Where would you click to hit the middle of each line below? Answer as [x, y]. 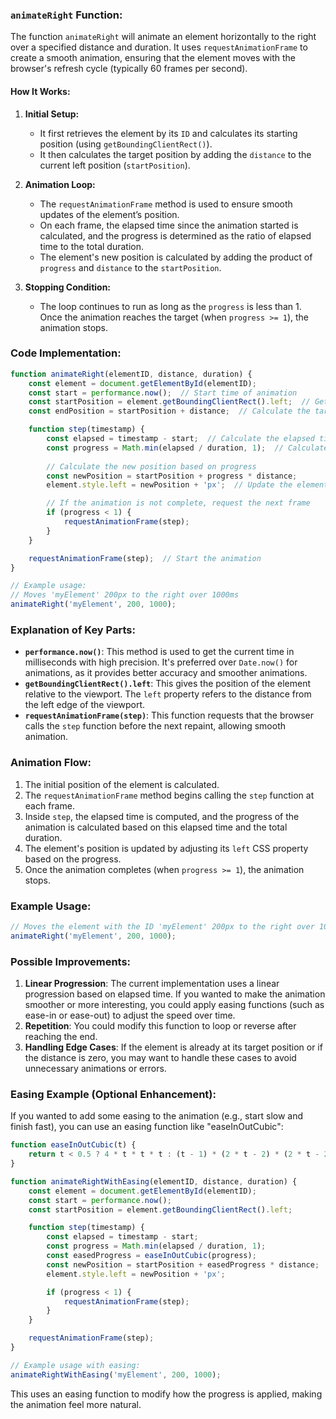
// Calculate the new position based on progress [151, 466]
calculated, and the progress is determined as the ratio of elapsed [175, 235]
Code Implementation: [66, 353]
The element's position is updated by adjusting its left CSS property [166, 848]
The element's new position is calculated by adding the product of [176, 257]
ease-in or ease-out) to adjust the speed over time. [130, 1015]
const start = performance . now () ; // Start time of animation [163, 393]
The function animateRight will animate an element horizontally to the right [163, 37]
